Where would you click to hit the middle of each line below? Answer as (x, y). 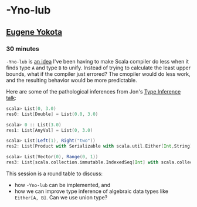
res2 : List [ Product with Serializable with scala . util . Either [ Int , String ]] (101, 146)
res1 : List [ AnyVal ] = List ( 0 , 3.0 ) (50, 130)
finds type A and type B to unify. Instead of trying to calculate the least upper (98, 68)
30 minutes (23, 49)
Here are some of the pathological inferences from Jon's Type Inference (94, 91)
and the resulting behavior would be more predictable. (72, 80)
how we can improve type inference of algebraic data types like (91, 191)
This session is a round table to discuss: (55, 173)
